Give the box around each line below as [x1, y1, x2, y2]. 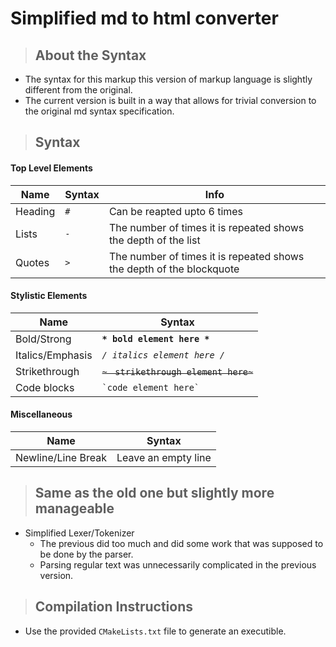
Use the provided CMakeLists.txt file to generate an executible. [24, 625, 287, 637]
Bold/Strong [15, 332, 72, 346]
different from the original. [24, 84, 133, 96]
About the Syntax [34, 47, 147, 64]
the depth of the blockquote [108, 262, 240, 276]
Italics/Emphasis [15, 348, 93, 362]
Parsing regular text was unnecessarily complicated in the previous [39, 558, 317, 571]
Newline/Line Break [15, 451, 107, 464]
